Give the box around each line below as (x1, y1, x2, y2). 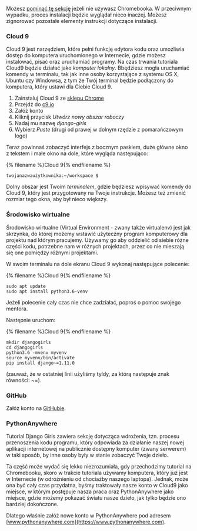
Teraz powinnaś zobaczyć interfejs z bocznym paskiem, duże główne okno (6, 144, 188, 151)
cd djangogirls (6, 345, 44, 350)
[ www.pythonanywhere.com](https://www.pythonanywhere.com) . (6, 519, 166, 526)
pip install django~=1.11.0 (6, 360, 75, 366)
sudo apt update (6, 283, 46, 289)
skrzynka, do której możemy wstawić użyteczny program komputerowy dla (6, 230, 188, 237)
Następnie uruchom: (6, 316, 56, 323)
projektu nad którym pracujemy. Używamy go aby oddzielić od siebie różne (6, 236, 189, 244)
